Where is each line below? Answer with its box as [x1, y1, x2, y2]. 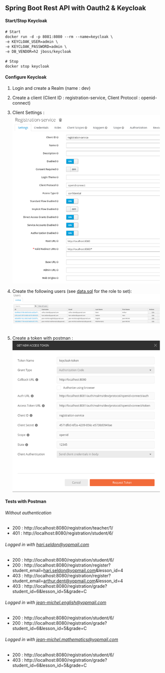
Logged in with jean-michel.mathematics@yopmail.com [5, 637, 118, 642]
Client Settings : [12, 109, 45, 115]
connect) [12, 100, 31, 106]
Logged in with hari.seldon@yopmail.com [5, 541, 89, 547]
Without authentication [5, 510, 52, 516]
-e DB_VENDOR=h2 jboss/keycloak [5, 49, 71, 54]
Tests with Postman [5, 498, 47, 504]
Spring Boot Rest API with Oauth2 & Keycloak [5, 4, 146, 12]
